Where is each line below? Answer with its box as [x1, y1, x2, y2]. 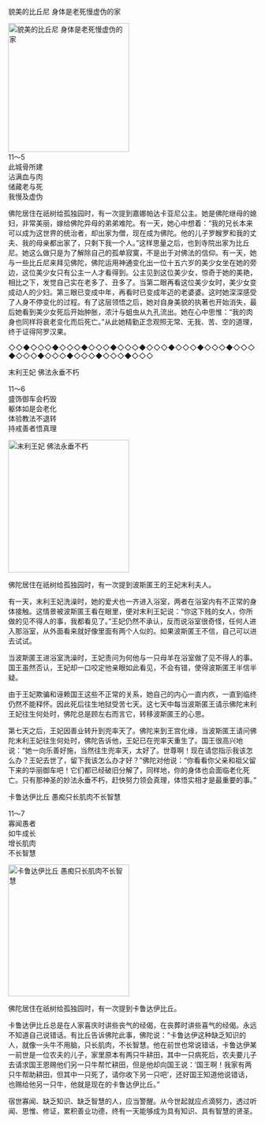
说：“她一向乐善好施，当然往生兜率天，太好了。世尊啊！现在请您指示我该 [8, 746, 247, 755]
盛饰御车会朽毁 [8, 394, 57, 403]
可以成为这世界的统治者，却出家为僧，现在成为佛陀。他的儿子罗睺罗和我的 [8, 228, 250, 238]
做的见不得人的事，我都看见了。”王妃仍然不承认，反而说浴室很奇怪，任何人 [8, 616, 250, 626]
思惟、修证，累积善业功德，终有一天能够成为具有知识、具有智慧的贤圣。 [21, 1106, 257, 1115]
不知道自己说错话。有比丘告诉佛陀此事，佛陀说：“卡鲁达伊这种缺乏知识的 [8, 1031, 247, 1039]
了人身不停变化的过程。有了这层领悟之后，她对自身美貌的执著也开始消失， [8, 298, 250, 306]
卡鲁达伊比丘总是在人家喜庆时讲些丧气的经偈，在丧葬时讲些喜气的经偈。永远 [8, 1020, 257, 1030]
